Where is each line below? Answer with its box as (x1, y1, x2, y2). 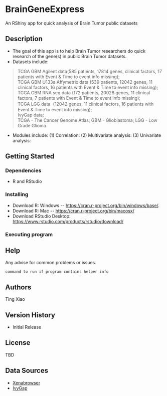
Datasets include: (12, 59, 49, 65)
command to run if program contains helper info (5, 269, 109, 274)
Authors (5, 283, 32, 291)
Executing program (5, 231, 53, 238)
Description (5, 35, 43, 43)
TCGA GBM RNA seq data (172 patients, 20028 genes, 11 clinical (17, 89, 150, 96)
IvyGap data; (17, 112, 44, 118)
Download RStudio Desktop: (12, 213, 71, 219)
